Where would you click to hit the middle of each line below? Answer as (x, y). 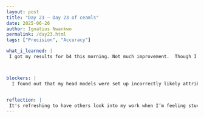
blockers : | (21, 78)
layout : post (23, 12)
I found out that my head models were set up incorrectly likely (96, 84)
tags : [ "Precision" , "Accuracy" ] (49, 40)
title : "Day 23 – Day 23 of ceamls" (53, 18)
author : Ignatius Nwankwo (39, 29)
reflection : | (24, 100)
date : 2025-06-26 (28, 23)
